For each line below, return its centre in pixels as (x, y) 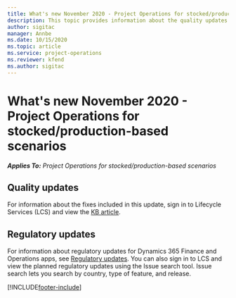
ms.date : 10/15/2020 (38, 40)
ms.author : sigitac (36, 66)
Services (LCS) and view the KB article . (64, 212)
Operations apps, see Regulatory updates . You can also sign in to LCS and (115, 259)
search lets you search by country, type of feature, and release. (99, 274)
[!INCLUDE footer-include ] (45, 287)
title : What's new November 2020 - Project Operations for (96, 14)
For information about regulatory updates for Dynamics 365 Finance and (112, 252)
